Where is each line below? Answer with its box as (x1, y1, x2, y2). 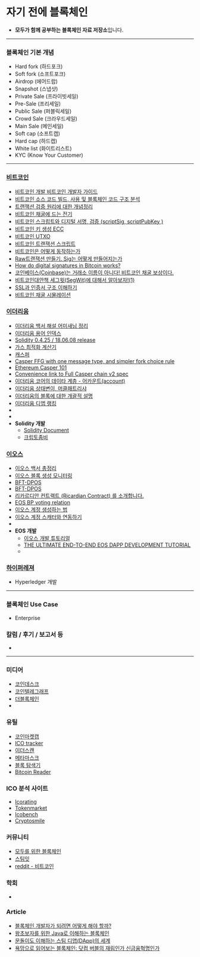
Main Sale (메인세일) (14, 123, 64, 130)
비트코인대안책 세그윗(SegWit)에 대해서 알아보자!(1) (14, 276, 135, 283)
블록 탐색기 (14, 761, 41, 769)
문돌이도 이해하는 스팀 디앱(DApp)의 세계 (14, 937, 111, 944)
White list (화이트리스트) (14, 145, 72, 152)
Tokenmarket (14, 804, 48, 812)
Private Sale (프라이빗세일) (14, 93, 79, 100)
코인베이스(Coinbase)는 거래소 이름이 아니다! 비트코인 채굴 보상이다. (14, 269, 174, 276)
